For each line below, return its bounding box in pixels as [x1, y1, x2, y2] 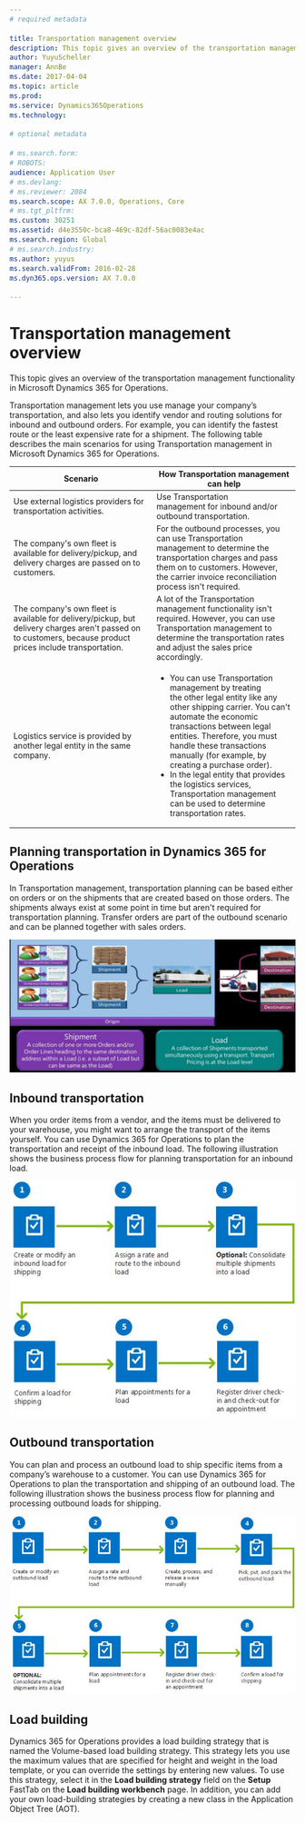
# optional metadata [9, 130, 88, 139]
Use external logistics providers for [13, 496, 144, 507]
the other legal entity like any [169, 692, 278, 702]
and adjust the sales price [156, 642, 252, 653]
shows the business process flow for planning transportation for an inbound [9, 1153, 293, 1164]
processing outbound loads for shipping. [9, 1498, 162, 1509]
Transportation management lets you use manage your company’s [9, 400, 257, 411]
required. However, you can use [156, 613, 275, 624]
